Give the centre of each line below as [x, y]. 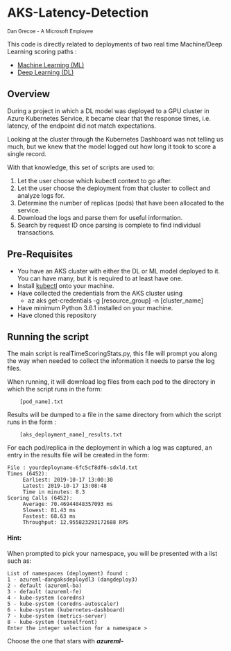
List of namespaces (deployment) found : [68, 573]
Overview [29, 94]
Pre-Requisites [40, 254]
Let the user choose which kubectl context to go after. [94, 180]
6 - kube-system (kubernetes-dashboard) [67, 610]
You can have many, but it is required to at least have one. [100, 278]
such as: [19, 561]
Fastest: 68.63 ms [49, 516]
